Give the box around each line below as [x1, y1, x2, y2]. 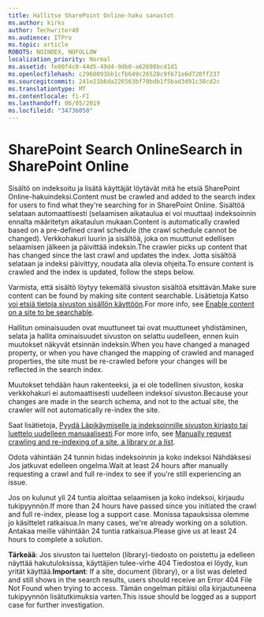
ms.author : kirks [8, 19, 65, 27]
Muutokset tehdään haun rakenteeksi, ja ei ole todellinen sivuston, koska [8, 380, 244, 389]
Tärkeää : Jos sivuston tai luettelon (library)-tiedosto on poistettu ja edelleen [8, 549, 255, 559]
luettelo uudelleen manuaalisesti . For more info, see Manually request [8, 429, 232, 438]
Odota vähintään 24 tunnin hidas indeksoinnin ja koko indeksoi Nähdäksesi [8, 452, 251, 462]
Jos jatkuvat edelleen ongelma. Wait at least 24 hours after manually [8, 460, 229, 470]
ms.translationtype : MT [8, 84, 87, 93]
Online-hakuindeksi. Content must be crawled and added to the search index [8, 191, 256, 201]
